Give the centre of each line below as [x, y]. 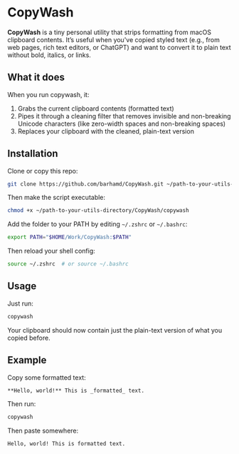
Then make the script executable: [56, 198]
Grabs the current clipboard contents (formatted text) [96, 109]
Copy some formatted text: [47, 377]
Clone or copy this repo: [43, 171]
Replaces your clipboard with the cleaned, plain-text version [106, 131]
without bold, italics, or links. [49, 55]
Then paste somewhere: [43, 431]
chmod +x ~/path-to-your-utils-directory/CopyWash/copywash [99, 211]
